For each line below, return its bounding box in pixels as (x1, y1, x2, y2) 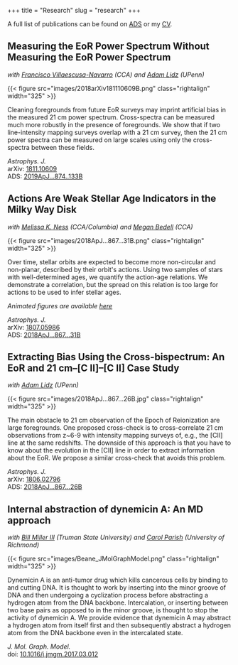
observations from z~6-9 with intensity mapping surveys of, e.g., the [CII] (7, 431, 223, 440)
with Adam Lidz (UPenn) (7, 381, 80, 389)
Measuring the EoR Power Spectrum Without (7, 40, 210, 53)
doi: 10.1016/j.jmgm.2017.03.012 (7, 650, 99, 659)
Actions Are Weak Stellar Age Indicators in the (7, 193, 217, 205)
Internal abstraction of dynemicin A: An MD (7, 503, 204, 515)
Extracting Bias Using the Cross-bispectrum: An (7, 351, 225, 363)
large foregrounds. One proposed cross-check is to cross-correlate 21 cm (7, 423, 224, 432)
